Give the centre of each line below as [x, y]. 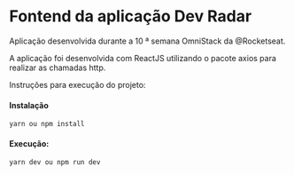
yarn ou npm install [47, 124]
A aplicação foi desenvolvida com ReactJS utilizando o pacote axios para [143, 58]
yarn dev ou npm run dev [55, 163]
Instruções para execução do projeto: [77, 84]
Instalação [29, 105]
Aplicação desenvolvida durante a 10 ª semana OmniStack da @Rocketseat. [147, 41]
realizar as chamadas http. [58, 68]
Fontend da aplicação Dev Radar [131, 16]
